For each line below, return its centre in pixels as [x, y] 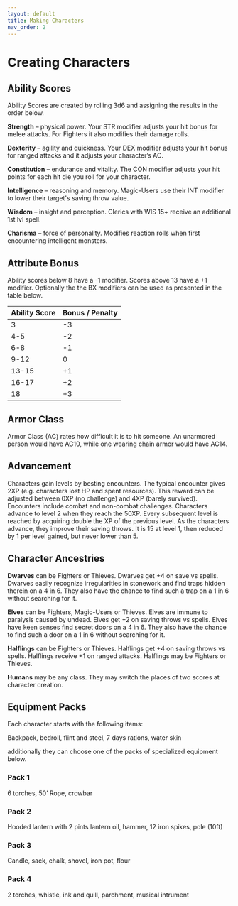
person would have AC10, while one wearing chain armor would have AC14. [118, 444]
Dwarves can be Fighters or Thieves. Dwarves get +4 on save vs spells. [113, 575]
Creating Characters [69, 62]
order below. [26, 113]
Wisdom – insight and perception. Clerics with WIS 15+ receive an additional [119, 212]
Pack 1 [18, 777]
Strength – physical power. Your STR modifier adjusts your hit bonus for [113, 127]
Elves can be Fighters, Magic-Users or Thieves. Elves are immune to [108, 612]
